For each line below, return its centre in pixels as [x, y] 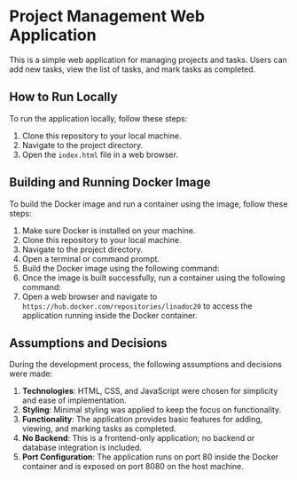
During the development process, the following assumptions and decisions [145, 365]
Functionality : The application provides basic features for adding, [142, 420]
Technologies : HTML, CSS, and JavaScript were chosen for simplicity [150, 391]
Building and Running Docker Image [110, 182]
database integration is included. [82, 448]
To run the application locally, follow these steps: [98, 118]
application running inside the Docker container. [109, 315]
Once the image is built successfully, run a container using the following [153, 278]
